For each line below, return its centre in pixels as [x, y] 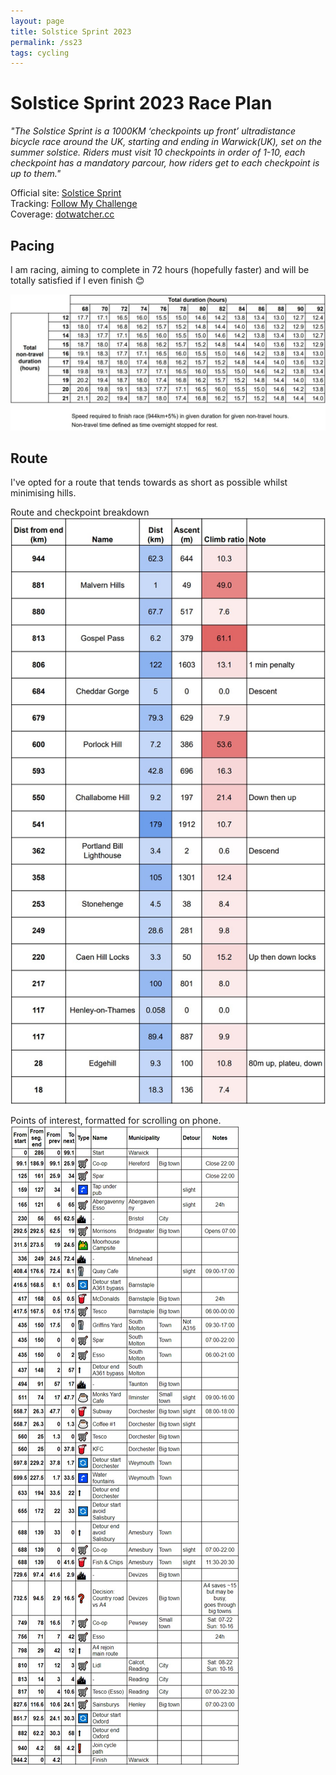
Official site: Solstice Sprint [66, 193]
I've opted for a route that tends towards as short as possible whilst [149, 482]
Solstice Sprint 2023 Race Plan [141, 103]
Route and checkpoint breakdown [80, 512]
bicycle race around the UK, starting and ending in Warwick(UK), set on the [166, 142]
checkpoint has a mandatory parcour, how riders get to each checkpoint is [165, 163]
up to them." [36, 174]
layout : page [37, 21]
